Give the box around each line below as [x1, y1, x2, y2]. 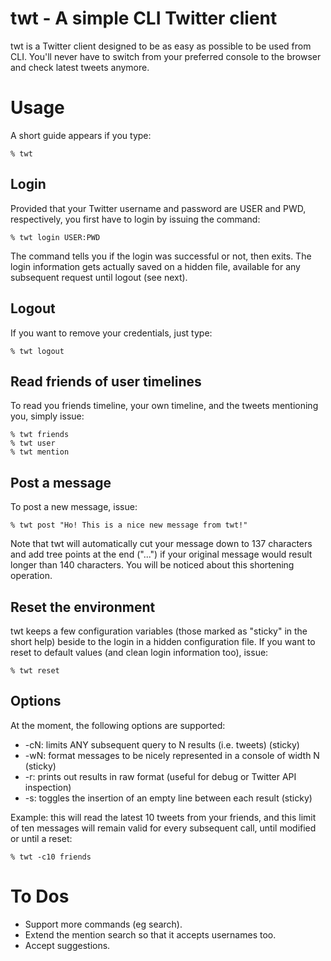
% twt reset [10, 665, 60, 676]
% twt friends [10, 430, 70, 440]
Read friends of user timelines [10, 373, 202, 390]
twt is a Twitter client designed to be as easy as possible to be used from [10, 40, 312, 52]
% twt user [10, 438, 56, 449]
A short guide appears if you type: [10, 129, 152, 141]
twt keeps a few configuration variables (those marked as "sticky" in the [10, 625, 308, 637]
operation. [10, 570, 53, 582]
